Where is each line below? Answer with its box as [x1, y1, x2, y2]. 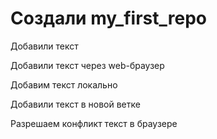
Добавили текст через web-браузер [10, 59, 165, 71]
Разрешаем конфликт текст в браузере [10, 117, 178, 129]
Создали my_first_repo [10, 7, 207, 30]
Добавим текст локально [10, 78, 118, 91]
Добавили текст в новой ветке [10, 98, 141, 110]
